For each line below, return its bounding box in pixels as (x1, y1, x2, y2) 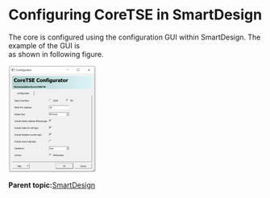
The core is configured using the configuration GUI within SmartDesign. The (8, 32, 261, 42)
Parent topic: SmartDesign (8, 179, 96, 190)
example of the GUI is (8, 40, 81, 50)
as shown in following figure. (8, 49, 104, 59)
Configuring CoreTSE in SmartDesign (8, 6, 263, 24)
